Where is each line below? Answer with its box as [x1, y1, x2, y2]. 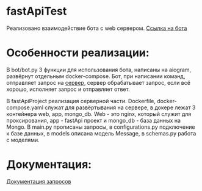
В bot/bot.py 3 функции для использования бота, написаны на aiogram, [6, 66, 192, 73]
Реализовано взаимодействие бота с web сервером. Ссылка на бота [6, 24, 187, 32]
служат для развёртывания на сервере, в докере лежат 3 [45, 104, 196, 111]
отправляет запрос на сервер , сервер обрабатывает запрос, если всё [6, 79, 191, 86]
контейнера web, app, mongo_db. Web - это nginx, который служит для [6, 110, 192, 117]
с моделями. [6, 136, 40, 143]
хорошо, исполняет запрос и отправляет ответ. [6, 85, 130, 93]
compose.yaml [6, 104, 44, 111]
